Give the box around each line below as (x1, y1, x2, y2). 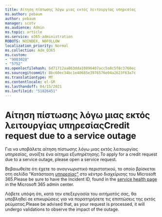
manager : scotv (5, 20, 36, 26)
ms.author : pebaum (5, 12, 42, 17)
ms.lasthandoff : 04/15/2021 (5, 84, 62, 89)
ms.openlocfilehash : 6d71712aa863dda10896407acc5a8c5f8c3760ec (5, 66, 136, 71)
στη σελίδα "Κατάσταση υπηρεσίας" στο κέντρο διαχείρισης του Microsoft (5, 171, 157, 177)
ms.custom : (5, 52, 27, 57)
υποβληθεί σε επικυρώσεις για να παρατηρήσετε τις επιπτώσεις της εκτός (5, 196, 156, 202)
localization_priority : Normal (5, 43, 69, 48)
